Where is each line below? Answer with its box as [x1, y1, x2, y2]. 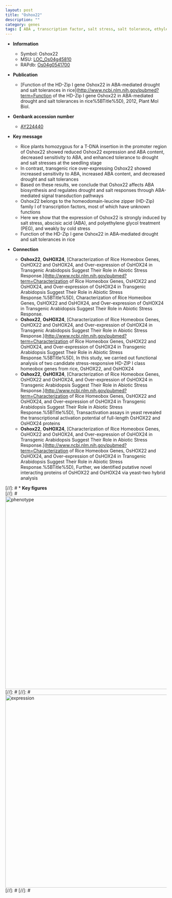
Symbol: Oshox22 [20, 51, 58, 57]
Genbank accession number [12, 114, 74, 120]
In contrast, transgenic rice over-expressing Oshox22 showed [20, 165, 151, 171]
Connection [12, 246, 38, 253]
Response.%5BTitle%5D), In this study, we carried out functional [20, 355, 157, 361]
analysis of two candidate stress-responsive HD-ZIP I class [20, 360, 145, 366]
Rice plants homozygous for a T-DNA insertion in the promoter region [20, 144, 167, 150]
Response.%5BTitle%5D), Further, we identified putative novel [20, 464, 152, 470]
